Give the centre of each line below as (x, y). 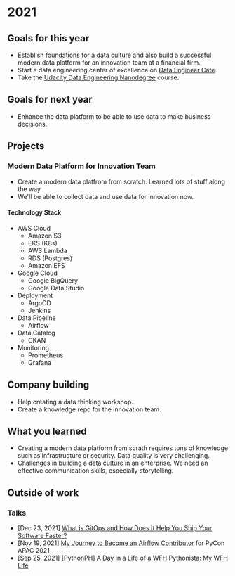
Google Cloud (37, 273)
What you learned (47, 431)
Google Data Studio (56, 288)
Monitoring (33, 347)
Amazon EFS (46, 265)
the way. (30, 189)
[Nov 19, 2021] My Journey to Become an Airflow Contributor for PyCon (121, 543)
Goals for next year (50, 100)
